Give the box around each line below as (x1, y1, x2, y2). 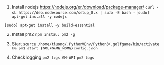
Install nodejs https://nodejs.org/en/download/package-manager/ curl (11, 4, 155, 10)
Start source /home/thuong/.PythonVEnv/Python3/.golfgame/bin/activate (11, 41, 160, 47)
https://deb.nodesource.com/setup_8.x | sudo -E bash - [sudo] (18, 10, 150, 15)
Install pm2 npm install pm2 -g (11, 32, 75, 37)
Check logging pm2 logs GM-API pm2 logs (11, 54, 94, 60)
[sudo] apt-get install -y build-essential (4, 23, 95, 28)
